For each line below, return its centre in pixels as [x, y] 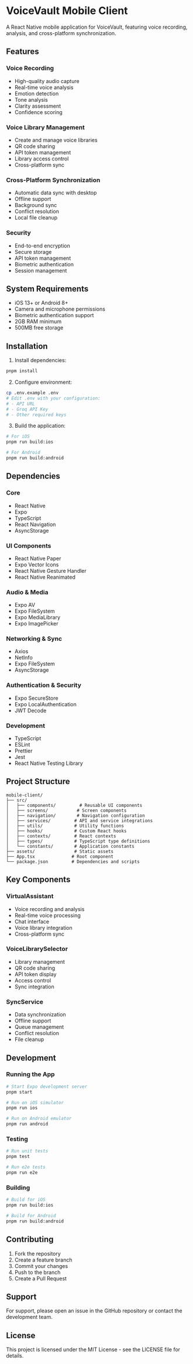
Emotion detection [37, 93]
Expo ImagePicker [36, 624]
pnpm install [22, 371]
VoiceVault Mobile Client [67, 11]
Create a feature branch [43, 1260]
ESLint [22, 745]
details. [15, 1356]
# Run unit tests [27, 1151]
